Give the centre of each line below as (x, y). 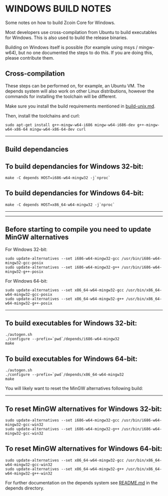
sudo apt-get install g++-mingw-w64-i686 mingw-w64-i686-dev (70, 125)
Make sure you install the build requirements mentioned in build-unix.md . (80, 106)
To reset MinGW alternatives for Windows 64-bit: (84, 449)
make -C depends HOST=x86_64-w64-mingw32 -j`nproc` (60, 205)
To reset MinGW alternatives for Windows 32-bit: (84, 409)
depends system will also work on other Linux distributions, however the (80, 91)
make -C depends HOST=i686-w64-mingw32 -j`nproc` (58, 178)
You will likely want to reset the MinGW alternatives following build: (74, 388)
